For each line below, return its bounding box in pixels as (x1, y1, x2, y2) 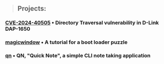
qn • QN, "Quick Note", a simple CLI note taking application (5, 52, 151, 59)
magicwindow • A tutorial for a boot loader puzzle (5, 39, 128, 46)
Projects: (17, 4, 46, 13)
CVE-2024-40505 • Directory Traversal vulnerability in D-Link (5, 19, 159, 26)
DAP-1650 (5, 25, 31, 32)
